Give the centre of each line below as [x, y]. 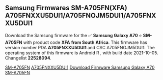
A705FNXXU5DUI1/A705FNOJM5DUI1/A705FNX [81, 16]
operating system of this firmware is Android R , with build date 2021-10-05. [82, 53]
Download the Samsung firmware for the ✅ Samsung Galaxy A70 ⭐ [74, 35]
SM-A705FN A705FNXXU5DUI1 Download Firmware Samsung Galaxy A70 [80, 67]
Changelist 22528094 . [28, 58]
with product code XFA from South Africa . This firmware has [85, 42]
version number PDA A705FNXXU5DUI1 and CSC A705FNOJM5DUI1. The [80, 47]
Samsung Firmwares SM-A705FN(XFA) [66, 8]
